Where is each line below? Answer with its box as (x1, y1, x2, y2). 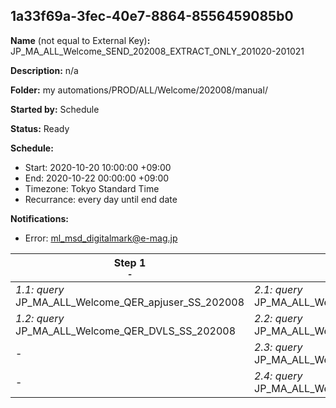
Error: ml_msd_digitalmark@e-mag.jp (24, 232, 178, 244)
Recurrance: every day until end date (24, 193, 178, 205)
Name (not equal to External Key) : (10, 34, 151, 46)
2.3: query (254, 340, 303, 354)
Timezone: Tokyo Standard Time (24, 182, 160, 194)
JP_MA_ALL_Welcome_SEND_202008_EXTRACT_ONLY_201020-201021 (10, 45, 305, 57)
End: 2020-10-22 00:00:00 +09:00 (24, 172, 170, 184)
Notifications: (10, 212, 69, 224)
